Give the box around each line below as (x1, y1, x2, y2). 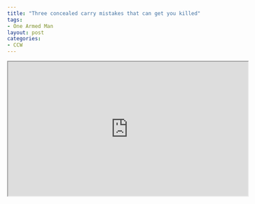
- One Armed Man (7, 23, 53, 29)
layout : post (7, 29, 45, 36)
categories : (7, 35, 41, 42)
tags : (7, 16, 23, 23)
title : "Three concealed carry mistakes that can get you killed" (7, 10, 201, 17)
